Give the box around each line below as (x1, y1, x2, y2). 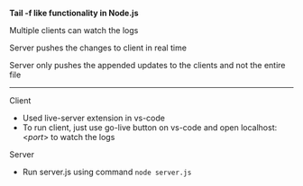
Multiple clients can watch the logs (9, 25, 139, 35)
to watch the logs (50, 132, 115, 142)
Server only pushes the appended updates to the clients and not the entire (9, 60, 286, 70)
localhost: (240, 122, 278, 133)
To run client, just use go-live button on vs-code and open (22, 122, 239, 133)
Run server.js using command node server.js (22, 166, 192, 177)
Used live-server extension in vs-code (22, 112, 165, 123)
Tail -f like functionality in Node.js (9, 8, 139, 18)
